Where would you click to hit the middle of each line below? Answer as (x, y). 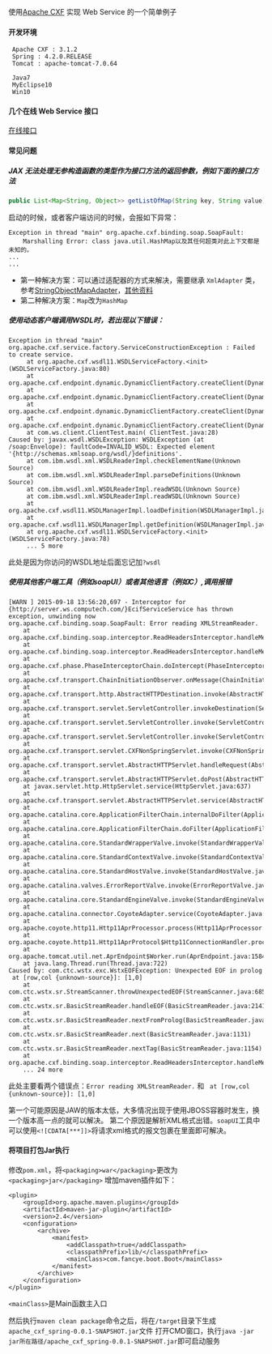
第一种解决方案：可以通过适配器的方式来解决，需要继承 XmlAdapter (132, 280)
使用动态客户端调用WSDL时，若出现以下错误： (86, 320)
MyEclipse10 (32, 85)
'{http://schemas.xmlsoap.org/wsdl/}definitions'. (96, 453)
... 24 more (43, 1070)
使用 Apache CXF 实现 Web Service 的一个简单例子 (93, 12)
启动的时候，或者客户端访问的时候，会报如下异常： (93, 217)
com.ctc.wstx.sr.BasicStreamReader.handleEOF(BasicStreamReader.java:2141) (139, 1006)
